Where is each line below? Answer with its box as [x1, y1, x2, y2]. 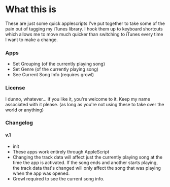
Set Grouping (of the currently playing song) [12, 61, 106, 67]
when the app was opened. [12, 170, 70, 176]
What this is [5, 4, 57, 15]
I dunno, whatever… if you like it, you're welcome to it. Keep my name [5, 96, 151, 102]
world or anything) [5, 107, 44, 113]
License [5, 84, 25, 91]
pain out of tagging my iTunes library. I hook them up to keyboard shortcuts [5, 25, 163, 32]
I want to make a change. [5, 37, 58, 43]
